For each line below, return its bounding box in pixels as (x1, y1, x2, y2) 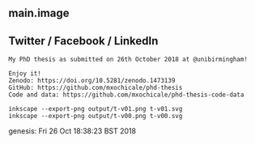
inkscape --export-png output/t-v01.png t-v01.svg (8, 105, 183, 113)
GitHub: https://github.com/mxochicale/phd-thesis (8, 84, 183, 92)
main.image (8, 6, 70, 20)
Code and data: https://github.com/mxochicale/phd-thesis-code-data (8, 91, 244, 100)
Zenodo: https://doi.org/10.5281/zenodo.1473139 (8, 77, 176, 85)
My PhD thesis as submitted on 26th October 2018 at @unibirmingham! (8, 56, 249, 64)
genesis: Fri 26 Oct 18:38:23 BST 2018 (8, 126, 136, 136)
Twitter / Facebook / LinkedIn (8, 34, 159, 48)
